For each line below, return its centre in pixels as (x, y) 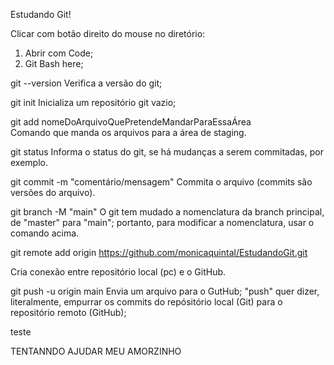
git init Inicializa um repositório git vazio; (93, 102)
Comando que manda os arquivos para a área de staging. (128, 132)
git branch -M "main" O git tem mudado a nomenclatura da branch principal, (167, 212)
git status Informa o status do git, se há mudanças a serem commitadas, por (167, 152)
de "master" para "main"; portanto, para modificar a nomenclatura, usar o (162, 222)
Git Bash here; (54, 63)
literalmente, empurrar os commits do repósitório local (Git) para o (146, 302)
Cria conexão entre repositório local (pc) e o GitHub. (118, 272)
